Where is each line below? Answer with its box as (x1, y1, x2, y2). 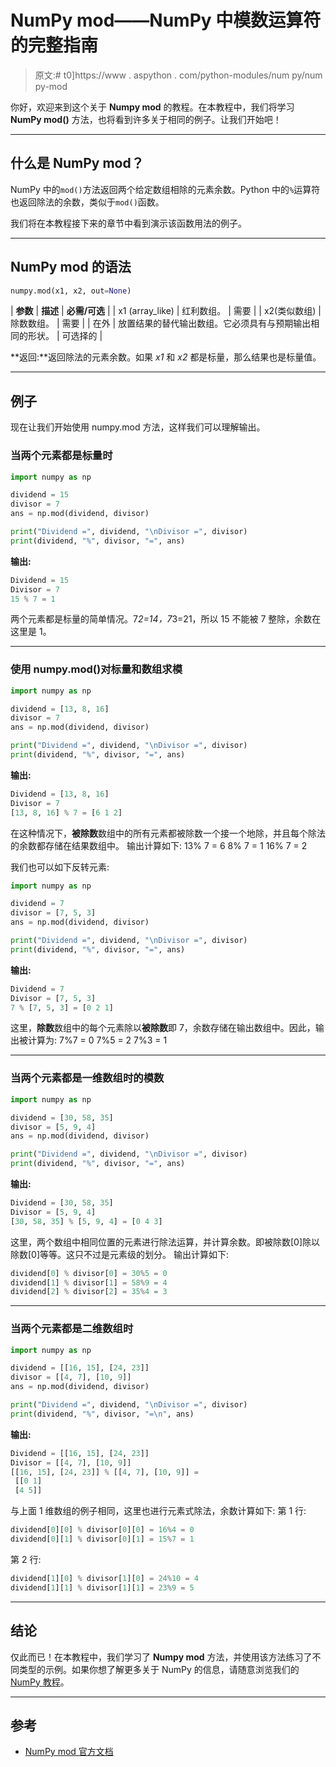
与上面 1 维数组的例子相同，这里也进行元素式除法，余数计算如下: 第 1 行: (10, 1505, 307, 1517)
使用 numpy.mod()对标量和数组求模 (10, 662, 183, 676)
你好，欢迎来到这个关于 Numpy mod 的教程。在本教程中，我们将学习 (10, 101, 295, 113)
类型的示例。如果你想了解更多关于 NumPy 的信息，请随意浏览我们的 (18, 1663, 300, 1675)
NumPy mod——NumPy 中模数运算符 (10, 9, 322, 32)
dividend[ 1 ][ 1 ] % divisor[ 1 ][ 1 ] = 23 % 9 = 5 (10, 1582, 195, 1593)
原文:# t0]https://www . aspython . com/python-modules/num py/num (34, 69, 323, 81)
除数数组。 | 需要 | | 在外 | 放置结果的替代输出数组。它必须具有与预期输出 (10, 317, 312, 330)
